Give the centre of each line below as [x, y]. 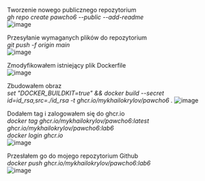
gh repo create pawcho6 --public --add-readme [76, 17]
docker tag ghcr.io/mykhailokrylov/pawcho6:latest [78, 121]
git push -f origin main [39, 45]
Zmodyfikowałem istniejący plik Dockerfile [67, 65]
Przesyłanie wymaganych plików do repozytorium [77, 38]
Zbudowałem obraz [35, 86]
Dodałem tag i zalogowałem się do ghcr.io [66, 113]
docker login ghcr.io [35, 135]
